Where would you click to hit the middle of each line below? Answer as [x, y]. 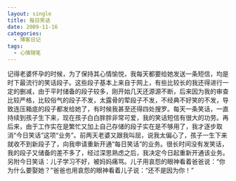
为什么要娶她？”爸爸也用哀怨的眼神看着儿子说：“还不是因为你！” [101, 170]
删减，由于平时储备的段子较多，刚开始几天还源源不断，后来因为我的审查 [124, 91]
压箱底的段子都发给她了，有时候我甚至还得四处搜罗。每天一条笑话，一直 [124, 109]
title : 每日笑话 [29, 20]
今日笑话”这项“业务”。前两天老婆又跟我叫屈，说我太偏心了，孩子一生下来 [122, 135]
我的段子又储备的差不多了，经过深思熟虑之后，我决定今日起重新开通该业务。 [118, 152]
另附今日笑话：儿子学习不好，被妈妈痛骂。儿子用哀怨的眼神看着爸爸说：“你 [117, 161]
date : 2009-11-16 [33, 27]
